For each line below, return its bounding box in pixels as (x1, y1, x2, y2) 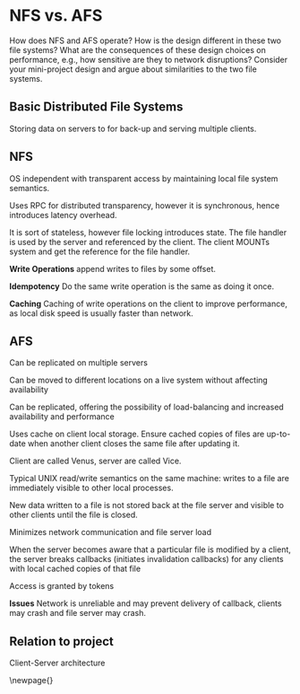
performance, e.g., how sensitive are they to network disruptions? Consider (9, 54, 288, 65)
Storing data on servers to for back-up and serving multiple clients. (9, 123, 257, 134)
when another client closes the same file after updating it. (27, 438, 240, 449)
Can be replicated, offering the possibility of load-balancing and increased (9, 401, 284, 413)
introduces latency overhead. (9, 209, 118, 220)
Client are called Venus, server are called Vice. (9, 455, 182, 467)
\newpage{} (9, 675, 54, 686)
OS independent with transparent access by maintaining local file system (9, 172, 279, 184)
